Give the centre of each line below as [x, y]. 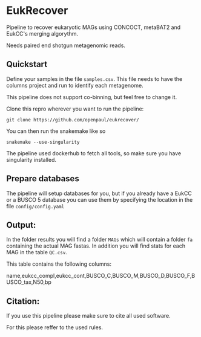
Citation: [23, 301]
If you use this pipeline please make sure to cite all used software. [88, 316]
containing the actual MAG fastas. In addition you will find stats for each [96, 246]
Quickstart [27, 64]
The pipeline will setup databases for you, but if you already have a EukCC [99, 193]
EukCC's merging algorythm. [42, 33]
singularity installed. [31, 159]
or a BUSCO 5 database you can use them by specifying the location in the [100, 199]
